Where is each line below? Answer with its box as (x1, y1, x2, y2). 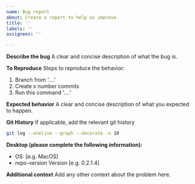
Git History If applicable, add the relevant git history (6, 118, 135, 126)
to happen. (6, 107, 33, 114)
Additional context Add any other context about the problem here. (6, 171, 171, 178)
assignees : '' (6, 31, 42, 37)
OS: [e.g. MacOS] (14, 153, 59, 160)
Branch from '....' (14, 76, 56, 84)
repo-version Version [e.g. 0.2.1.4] (14, 159, 100, 166)
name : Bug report (6, 8, 50, 15)
